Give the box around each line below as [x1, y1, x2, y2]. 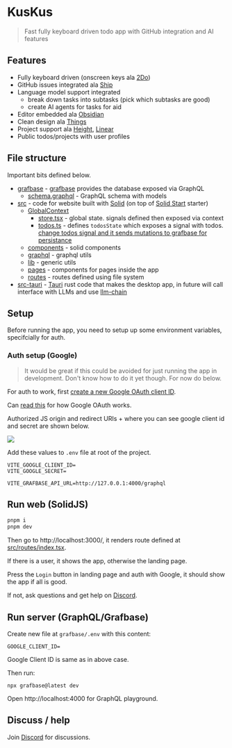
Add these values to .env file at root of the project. [7, 448, 151, 456]
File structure [7, 152, 67, 164]
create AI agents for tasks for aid [27, 102, 122, 111]
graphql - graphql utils [27, 251, 92, 259]
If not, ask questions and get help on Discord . [7, 591, 138, 599]
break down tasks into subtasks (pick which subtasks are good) [27, 95, 210, 103]
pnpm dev [7, 524, 33, 531]
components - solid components [27, 243, 122, 251]
